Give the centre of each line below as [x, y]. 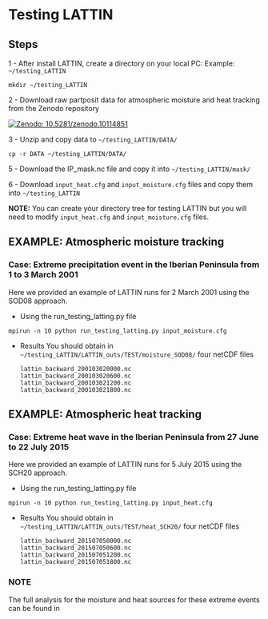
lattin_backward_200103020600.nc [76, 376]
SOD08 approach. [38, 301]
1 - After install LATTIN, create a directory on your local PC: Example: [122, 63]
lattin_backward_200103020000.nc [76, 369]
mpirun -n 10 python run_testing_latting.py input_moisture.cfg [118, 331]
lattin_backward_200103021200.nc [76, 383]
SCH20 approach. [38, 473]
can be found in [34, 608]
